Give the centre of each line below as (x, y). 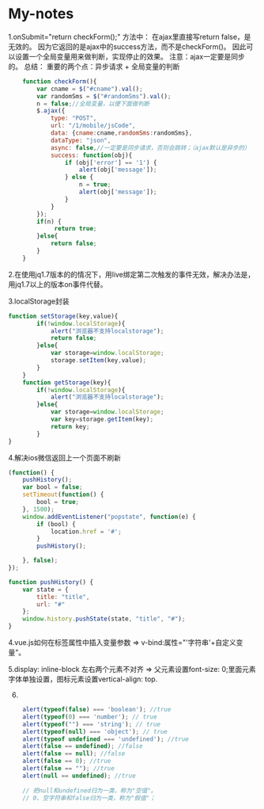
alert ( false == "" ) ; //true (68, 769)
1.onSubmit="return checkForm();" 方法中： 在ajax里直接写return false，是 (130, 36)
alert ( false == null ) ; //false (74, 754)
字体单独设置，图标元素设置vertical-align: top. (83, 679)
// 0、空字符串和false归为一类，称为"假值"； (89, 798)
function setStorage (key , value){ (63, 316)
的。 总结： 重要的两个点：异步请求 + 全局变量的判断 (94, 66)
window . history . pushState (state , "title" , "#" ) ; (104, 619)
